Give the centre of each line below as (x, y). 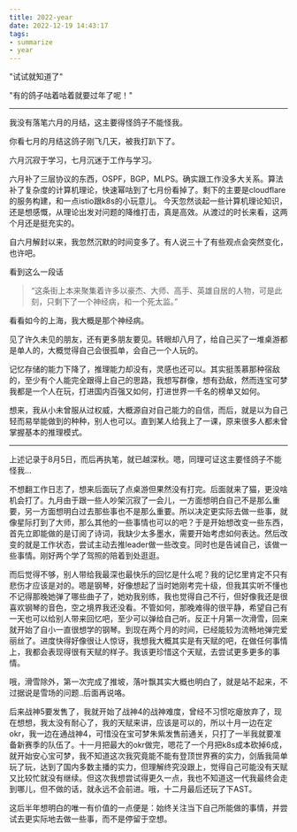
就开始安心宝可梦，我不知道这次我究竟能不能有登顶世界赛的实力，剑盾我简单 (148, 756)
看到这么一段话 (36, 272)
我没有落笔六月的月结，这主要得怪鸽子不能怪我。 (98, 123)
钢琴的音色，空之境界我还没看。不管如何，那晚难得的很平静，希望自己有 (156, 608)
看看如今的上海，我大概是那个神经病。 (79, 320)
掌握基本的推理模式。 (48, 432)
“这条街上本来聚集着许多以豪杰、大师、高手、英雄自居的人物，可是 (152, 291)
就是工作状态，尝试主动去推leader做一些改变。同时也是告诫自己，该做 (152, 544)
